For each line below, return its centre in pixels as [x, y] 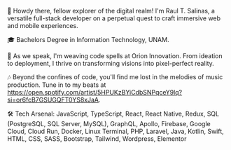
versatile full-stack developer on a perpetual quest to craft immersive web [114, 18]
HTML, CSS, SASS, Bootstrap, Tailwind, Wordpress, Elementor [97, 139]
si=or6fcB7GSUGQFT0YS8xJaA [53, 100]
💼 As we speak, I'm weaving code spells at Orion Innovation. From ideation [115, 56]
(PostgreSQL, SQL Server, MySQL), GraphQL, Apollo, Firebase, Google [109, 124]
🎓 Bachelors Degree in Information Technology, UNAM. [88, 40]
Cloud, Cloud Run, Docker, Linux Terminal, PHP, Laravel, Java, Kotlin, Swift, [115, 131]
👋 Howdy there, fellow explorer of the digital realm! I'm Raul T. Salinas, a [111, 11]
